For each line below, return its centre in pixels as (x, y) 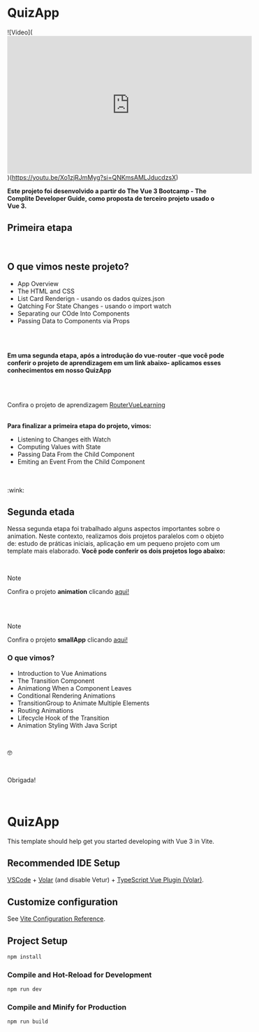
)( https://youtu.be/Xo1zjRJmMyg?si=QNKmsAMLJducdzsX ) (93, 177)
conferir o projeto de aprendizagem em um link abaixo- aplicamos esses (114, 362)
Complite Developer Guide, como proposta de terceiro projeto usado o (111, 198)
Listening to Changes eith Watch (64, 439)
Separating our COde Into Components (74, 313)
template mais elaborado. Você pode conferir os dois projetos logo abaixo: (116, 551)
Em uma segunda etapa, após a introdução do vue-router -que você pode (116, 355)
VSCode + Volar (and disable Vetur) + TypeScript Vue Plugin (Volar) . (106, 880)
